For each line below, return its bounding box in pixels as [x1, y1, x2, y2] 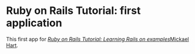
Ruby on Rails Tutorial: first [6, 4, 141, 17]
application [6, 16, 63, 30]
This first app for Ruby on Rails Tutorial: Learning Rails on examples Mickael [6, 35, 189, 42]
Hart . [6, 42, 19, 49]
